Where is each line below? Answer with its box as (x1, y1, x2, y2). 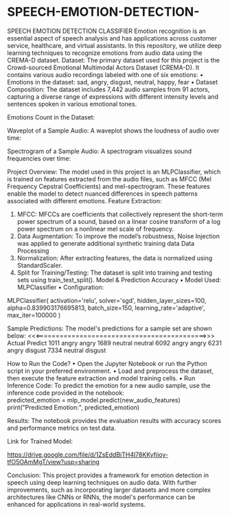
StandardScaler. (16, 261, 63, 269)
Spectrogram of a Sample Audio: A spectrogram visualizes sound (7, 147, 192, 155)
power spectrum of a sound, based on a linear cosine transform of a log (16, 217, 221, 225)
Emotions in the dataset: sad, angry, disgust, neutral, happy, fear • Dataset (7, 78, 218, 86)
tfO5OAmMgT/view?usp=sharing (7, 457, 100, 466)
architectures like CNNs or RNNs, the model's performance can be (7, 492, 196, 501)
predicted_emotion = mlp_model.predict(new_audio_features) (7, 396, 181, 404)
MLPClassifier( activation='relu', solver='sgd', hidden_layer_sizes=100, (7, 296, 207, 304)
